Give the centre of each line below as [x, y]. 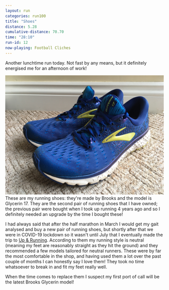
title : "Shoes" [21, 21]
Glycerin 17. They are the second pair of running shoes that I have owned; [81, 203]
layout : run [18, 11]
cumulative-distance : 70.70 [35, 32]
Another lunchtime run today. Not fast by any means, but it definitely [76, 63]
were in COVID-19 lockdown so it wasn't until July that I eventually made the [84, 235]
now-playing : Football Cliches [38, 48]
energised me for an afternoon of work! [46, 68]
